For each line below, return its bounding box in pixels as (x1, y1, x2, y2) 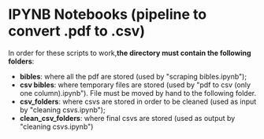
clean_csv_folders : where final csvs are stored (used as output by (19, 113, 236, 123)
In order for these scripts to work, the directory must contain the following (8, 48, 251, 57)
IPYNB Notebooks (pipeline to (8, 5, 207, 24)
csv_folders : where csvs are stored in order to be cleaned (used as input (19, 97, 257, 106)
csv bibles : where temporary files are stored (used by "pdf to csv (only (19, 80, 251, 90)
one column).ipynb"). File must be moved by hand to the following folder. (19, 88, 257, 97)
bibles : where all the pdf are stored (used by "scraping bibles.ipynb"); (19, 71, 247, 81)
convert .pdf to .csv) (8, 22, 146, 40)
